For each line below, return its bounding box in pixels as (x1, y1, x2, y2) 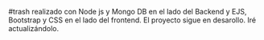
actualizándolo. (8, 24, 60, 33)
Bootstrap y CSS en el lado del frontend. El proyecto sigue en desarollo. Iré (8, 15, 256, 25)
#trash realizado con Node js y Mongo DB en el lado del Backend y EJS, (8, 7, 247, 16)
